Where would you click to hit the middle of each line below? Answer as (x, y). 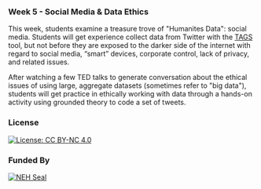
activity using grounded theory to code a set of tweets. (97, 102)
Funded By (29, 160)
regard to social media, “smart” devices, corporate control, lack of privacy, (129, 54)
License (24, 122)
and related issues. (39, 62)
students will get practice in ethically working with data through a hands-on (130, 94)
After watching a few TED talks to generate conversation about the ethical (128, 78)
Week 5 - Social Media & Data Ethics (79, 12)
